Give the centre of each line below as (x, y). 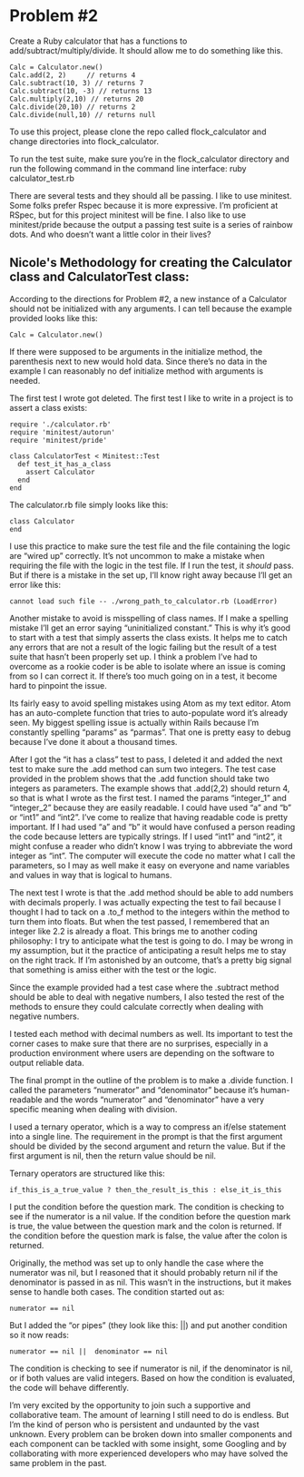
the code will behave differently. (69, 1387)
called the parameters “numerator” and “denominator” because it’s (134, 1090)
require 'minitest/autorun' (63, 432)
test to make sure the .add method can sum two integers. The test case (143, 768)
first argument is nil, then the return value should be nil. (113, 1155)
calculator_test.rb (42, 178)
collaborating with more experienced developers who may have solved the (149, 1453)
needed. (25, 380)
